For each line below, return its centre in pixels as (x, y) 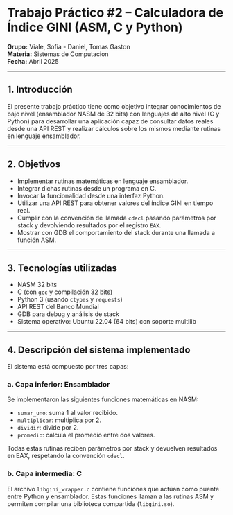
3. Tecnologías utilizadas (62, 268)
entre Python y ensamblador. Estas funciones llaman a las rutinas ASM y (110, 496)
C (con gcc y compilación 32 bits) (65, 292)
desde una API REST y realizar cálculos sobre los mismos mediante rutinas (114, 128)
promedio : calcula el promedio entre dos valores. (86, 435)
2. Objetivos (34, 164)
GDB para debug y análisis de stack (68, 314)
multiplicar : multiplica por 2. (59, 420)
